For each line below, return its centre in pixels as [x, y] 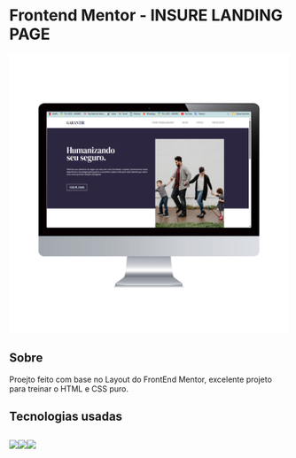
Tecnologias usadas [66, 417]
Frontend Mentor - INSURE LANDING [146, 16]
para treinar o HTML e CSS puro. [69, 388]
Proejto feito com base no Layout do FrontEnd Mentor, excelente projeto [141, 379]
